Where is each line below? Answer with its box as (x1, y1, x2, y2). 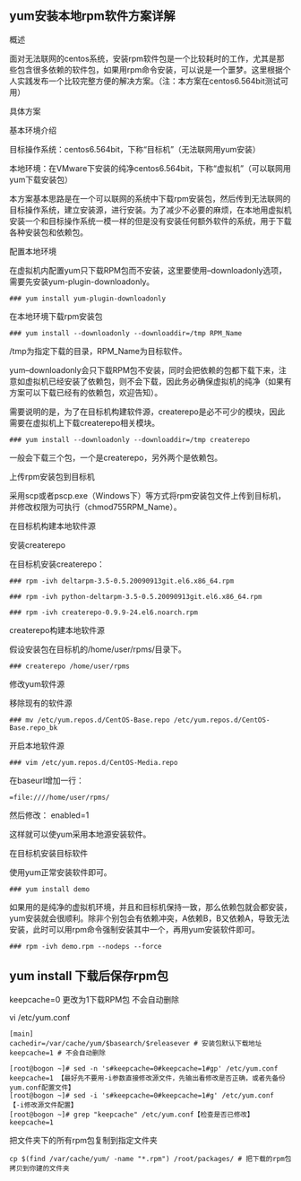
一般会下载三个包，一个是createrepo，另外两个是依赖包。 (9, 452, 222, 463)
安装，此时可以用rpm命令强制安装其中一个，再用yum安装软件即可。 (9, 924, 260, 934)
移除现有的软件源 (9, 698, 73, 708)
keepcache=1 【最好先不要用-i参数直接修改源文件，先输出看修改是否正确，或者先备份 (9, 1073, 286, 1082)
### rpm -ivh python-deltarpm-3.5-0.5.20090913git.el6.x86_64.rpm (9, 592, 262, 601)
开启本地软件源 (9, 740, 64, 751)
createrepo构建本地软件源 (9, 624, 105, 635)
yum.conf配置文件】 (9, 1083, 75, 1092)
